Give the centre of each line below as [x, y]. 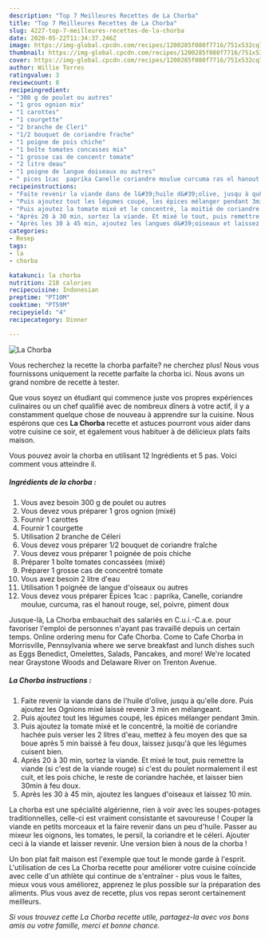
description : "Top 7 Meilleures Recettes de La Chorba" [104, 16]
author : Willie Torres [47, 68]
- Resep [22, 239]
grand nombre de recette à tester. [65, 382]
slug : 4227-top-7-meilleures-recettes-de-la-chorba [97, 30]
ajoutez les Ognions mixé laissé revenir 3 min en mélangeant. [121, 709]
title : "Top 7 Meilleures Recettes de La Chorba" [93, 23]
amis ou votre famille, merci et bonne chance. [85, 925]
